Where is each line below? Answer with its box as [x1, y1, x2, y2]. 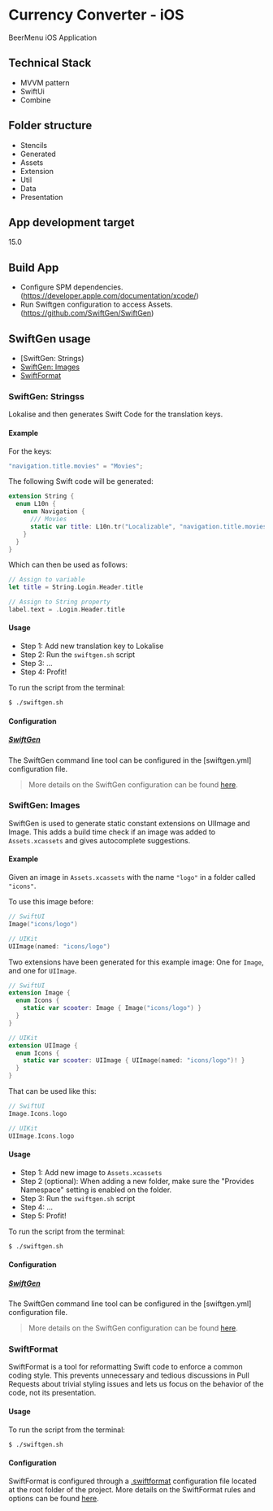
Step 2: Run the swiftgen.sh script [19, 650, 136, 660]
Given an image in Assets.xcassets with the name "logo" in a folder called [8, 873, 256, 882]
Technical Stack [8, 56, 92, 70]
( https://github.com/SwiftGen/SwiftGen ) [19, 308, 154, 318]
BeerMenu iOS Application [8, 33, 97, 42]
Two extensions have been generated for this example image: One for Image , [8, 957, 264, 967]
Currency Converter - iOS [8, 6, 184, 24]
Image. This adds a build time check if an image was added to [8, 827, 216, 837]
